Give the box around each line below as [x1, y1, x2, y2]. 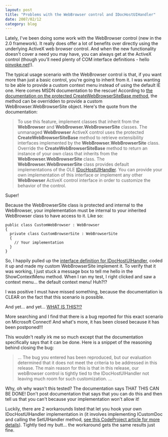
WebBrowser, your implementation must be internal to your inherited [5, 207, 146, 213]
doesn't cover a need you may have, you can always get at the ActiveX [5, 51, 152, 57]
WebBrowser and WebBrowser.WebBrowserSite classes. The [17, 124, 147, 130]
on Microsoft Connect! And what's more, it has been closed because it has [5, 319, 159, 325]
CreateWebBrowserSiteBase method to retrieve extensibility [17, 135, 144, 141]
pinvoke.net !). [5, 62, 34, 68]
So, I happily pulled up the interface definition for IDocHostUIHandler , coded [5, 258, 163, 264]
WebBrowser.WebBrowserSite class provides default [17, 161, 129, 167]
